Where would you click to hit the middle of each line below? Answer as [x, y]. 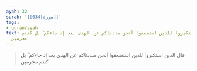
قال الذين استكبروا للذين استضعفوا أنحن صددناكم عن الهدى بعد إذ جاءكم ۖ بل [102, 55]
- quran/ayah [22, 28]
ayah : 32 [17, 11]
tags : [13, 22]
